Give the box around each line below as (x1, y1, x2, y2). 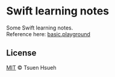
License (6, 48, 37, 58)
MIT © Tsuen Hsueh (6, 64, 57, 71)
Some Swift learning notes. (6, 24, 73, 31)
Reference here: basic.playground (6, 30, 90, 37)
